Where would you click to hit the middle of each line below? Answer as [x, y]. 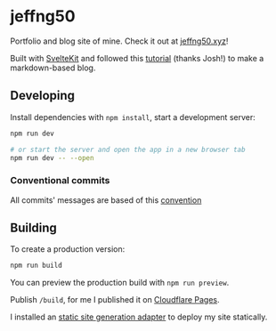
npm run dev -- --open [52, 157]
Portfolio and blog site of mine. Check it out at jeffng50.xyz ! [119, 41]
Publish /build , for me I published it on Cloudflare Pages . [115, 300]
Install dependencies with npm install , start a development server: [133, 117]
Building [33, 228]
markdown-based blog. [53, 68]
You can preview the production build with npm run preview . [120, 283]
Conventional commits [60, 181]
